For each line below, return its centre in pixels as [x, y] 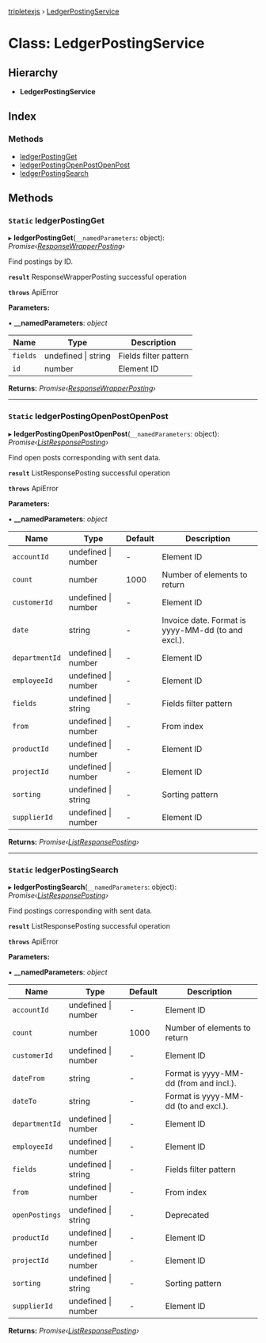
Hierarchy [33, 72]
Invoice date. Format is [204, 620]
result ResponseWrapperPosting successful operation [98, 277]
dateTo [25, 1101]
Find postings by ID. [41, 261]
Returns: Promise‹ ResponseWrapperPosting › [82, 388]
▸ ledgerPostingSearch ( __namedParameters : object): [93, 887]
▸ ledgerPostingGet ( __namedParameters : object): [86, 238]
